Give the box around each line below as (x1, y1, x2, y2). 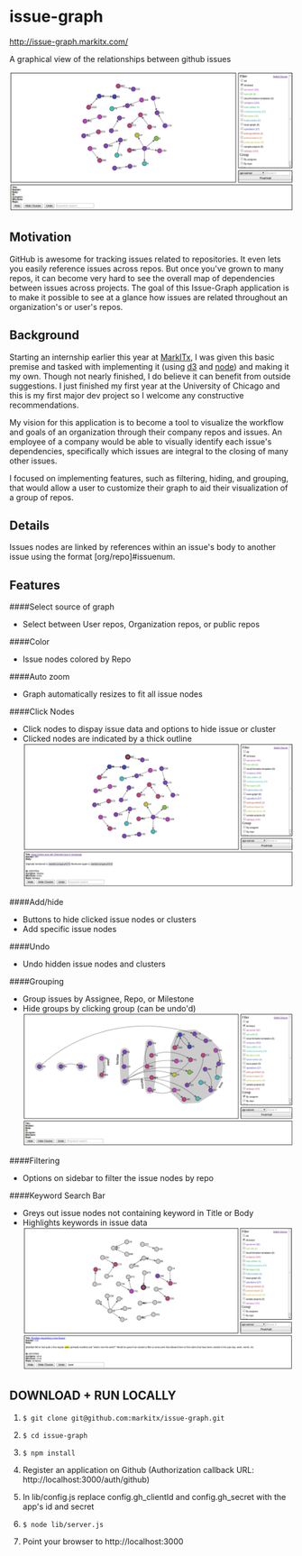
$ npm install (22, 1449, 76, 1458)
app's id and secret (22, 1501, 95, 1512)
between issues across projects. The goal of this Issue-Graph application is (9, 282, 290, 293)
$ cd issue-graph (22, 1431, 88, 1440)
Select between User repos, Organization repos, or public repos (22, 619, 260, 630)
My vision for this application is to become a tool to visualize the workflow (9, 416, 284, 427)
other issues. (9, 455, 58, 466)
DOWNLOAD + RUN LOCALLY (9, 1388, 177, 1404)
